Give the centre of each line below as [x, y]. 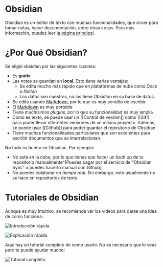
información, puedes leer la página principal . [50, 33]
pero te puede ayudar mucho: [35, 250]
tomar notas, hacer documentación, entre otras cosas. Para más [70, 27]
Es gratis [21, 76]
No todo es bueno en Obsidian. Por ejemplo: [50, 147]
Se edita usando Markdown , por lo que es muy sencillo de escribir [79, 102]
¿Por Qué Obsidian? [46, 53]
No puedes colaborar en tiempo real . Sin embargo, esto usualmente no [84, 173]
